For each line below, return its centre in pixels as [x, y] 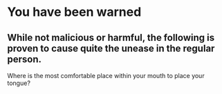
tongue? [19, 83]
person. [25, 59]
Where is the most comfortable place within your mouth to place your [106, 76]
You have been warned [74, 12]
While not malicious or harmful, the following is [111, 38]
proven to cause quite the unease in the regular [111, 48]
